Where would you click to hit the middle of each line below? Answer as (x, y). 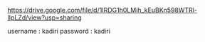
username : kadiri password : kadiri (59, 31)
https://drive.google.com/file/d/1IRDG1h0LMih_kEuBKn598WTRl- (102, 10)
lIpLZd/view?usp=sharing (44, 17)
